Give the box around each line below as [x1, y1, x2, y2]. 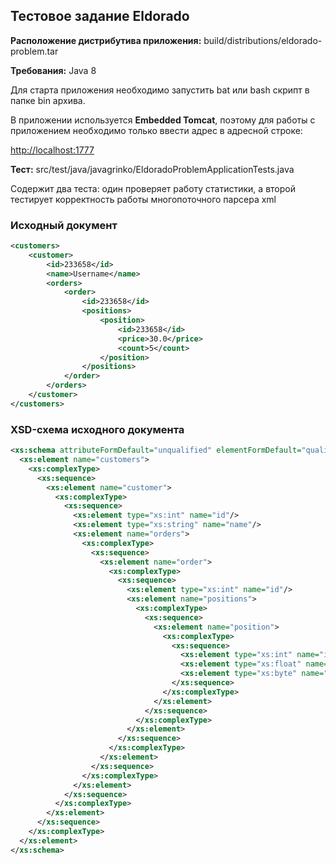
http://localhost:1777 [10, 144, 95, 156]
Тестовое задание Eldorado [10, 8, 190, 25]
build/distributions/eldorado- [203, 34, 323, 46]
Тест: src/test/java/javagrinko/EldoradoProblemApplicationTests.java [10, 163, 295, 175]
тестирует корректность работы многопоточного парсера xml [10, 193, 277, 205]
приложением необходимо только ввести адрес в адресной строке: [10, 124, 303, 136]
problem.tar [10, 45, 59, 57]
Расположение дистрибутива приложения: [10, 34, 202, 46]
